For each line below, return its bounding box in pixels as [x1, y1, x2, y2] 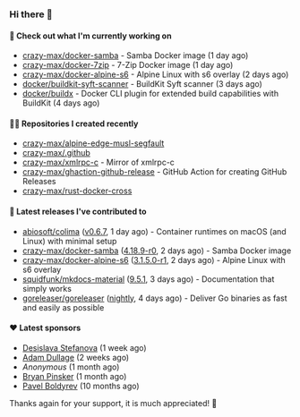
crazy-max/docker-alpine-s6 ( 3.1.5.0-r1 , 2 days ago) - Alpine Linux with [21, 254, 287, 265]
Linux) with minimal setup [21, 235, 117, 246]
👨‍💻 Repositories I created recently [9, 118, 139, 129]
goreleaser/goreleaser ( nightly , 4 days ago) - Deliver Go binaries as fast [21, 293, 287, 303]
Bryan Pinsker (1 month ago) [21, 370, 127, 381]
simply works [21, 283, 72, 294]
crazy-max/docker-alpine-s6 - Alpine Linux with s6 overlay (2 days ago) [21, 69, 289, 80]
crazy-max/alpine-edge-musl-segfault [21, 138, 165, 149]
